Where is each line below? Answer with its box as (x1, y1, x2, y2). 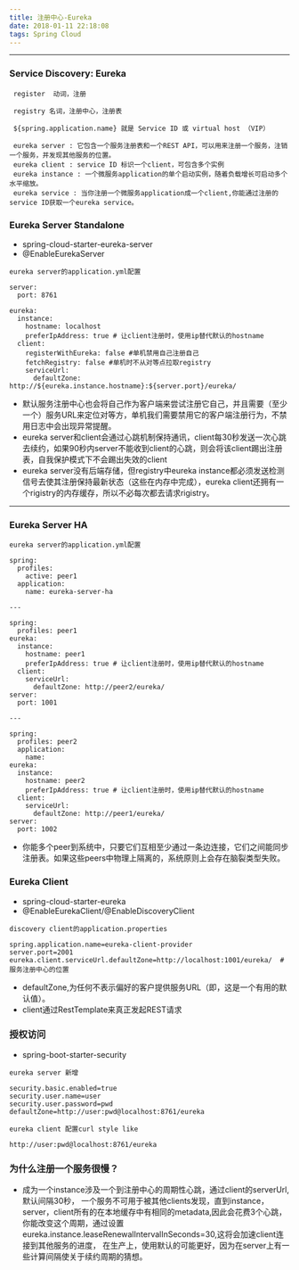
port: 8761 (17, 291, 58, 300)
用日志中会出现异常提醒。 (21, 420, 117, 431)
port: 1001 (17, 698, 58, 707)
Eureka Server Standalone (9, 219, 125, 231)
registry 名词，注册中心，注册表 (12, 106, 123, 116)
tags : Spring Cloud (9, 29, 82, 38)
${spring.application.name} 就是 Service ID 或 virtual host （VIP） (12, 124, 270, 133)
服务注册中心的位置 (9, 965, 69, 974)
